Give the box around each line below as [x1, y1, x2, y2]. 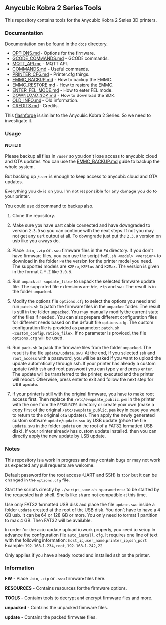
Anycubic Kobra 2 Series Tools [5, 4, 102, 12]
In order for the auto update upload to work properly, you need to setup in [5, 527, 156, 532]
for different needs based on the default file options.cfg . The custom [12, 319, 154, 326]
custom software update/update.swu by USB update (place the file [12, 418, 147, 424]
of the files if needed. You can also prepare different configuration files [12, 314, 157, 320]
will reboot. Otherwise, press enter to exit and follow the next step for [12, 376, 154, 383]
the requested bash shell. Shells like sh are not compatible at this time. [5, 492, 147, 498]
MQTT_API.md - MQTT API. [12, 61, 68, 67]
